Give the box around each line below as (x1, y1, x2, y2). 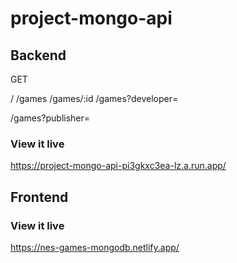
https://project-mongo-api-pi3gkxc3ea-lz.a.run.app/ (10, 160, 227, 172)
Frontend (10, 188, 69, 206)
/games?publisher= (10, 112, 91, 124)
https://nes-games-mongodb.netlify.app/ (10, 241, 180, 253)
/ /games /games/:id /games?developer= (10, 93, 179, 104)
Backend (10, 47, 67, 64)
